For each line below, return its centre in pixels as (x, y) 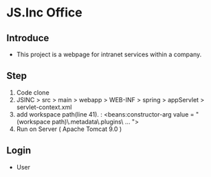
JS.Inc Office (45, 13)
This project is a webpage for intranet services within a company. (109, 54)
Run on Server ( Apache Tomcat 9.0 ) (69, 129)
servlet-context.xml (44, 107)
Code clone (33, 92)
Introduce (28, 38)
